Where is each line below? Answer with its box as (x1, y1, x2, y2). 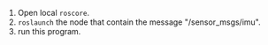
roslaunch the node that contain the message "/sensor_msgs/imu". (17, 17, 261, 27)
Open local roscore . (17, 8, 90, 18)
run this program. (17, 26, 81, 36)
